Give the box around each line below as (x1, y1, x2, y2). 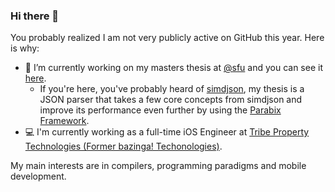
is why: (10, 42, 40, 54)
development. (10, 170, 67, 183)
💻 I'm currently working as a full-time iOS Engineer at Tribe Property (24, 126, 310, 138)
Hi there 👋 (10, 9, 60, 23)
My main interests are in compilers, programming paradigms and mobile (10, 160, 307, 172)
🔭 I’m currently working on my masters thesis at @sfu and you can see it (24, 62, 323, 74)
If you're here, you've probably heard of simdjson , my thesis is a (39, 83, 305, 95)
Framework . (39, 115, 90, 127)
